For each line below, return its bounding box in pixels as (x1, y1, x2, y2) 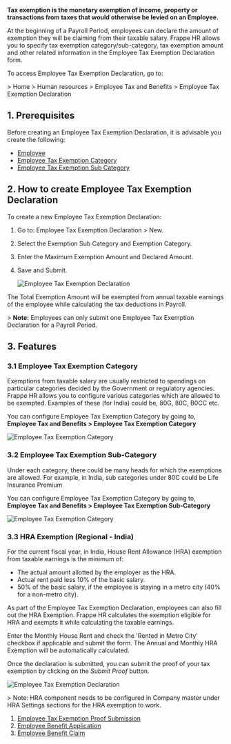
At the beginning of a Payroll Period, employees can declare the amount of (7, 27, 219, 34)
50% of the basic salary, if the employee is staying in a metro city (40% (17, 583, 221, 591)
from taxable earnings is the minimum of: (7, 554, 124, 563)
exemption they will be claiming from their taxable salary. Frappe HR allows (7, 34, 221, 42)
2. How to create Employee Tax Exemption (7, 183, 192, 195)
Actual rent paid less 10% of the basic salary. (17, 575, 145, 583)
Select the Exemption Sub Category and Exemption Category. (17, 239, 192, 248)
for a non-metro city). (17, 590, 79, 599)
